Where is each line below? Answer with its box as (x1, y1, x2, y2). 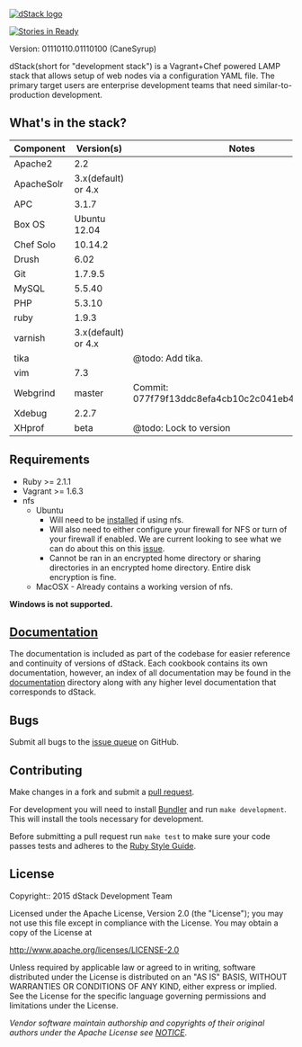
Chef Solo (13, 238, 57, 251)
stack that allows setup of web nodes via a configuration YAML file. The (9, 70, 276, 81)
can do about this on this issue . (49, 542, 165, 553)
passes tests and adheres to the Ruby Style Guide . (9, 841, 196, 852)
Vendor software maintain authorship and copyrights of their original (9, 1017, 265, 1028)
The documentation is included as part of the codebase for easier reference (9, 649, 290, 659)
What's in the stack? (9, 115, 128, 130)
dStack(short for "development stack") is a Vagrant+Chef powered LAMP (9, 61, 281, 71)
